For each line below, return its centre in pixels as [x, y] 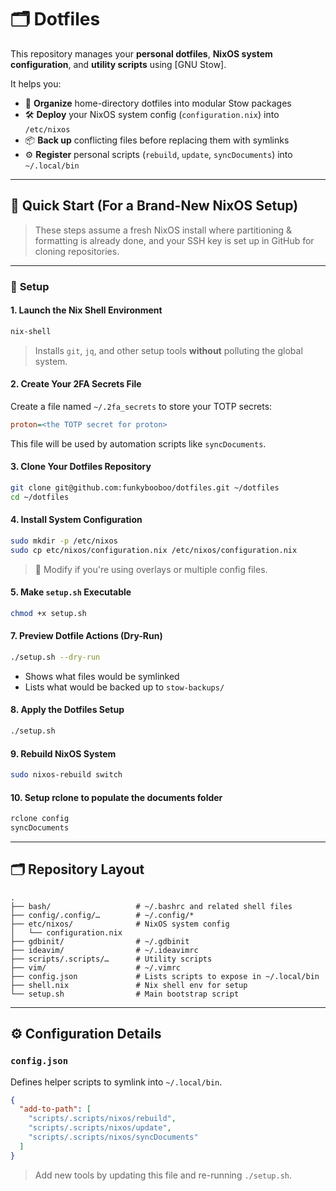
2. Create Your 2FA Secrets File [76, 384]
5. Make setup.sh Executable [71, 592]
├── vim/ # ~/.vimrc [96, 967]
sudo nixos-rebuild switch [66, 775]
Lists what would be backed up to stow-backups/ [124, 687]
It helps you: [36, 83]
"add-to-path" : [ [55, 1109]
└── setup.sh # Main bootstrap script [125, 994]
